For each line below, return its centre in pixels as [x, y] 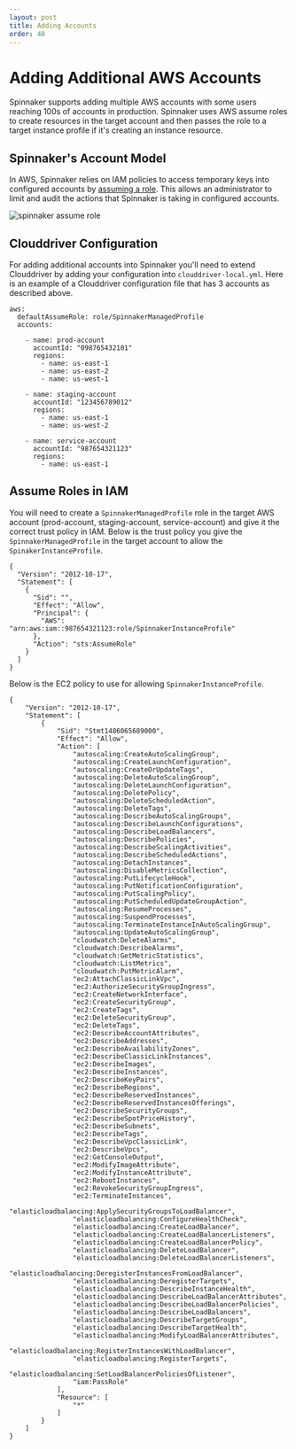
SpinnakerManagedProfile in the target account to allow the [116, 540]
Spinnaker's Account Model [88, 158]
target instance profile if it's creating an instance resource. [116, 130]
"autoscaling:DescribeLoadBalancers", [144, 832]
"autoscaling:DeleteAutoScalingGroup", [146, 777]
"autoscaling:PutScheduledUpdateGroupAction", [160, 901]
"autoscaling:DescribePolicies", [134, 839]
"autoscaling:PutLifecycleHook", [134, 878]
